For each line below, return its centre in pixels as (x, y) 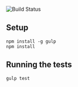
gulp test (18, 78)
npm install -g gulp (31, 41)
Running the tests (39, 65)
